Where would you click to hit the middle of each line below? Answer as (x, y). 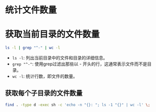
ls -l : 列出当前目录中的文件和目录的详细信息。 (60, 58)
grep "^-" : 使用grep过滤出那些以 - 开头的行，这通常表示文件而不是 (79, 64)
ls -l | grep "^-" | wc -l (33, 48)
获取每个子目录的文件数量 (44, 93)
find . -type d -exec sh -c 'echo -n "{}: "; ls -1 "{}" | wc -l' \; (78, 105)
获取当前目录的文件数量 (52, 34)
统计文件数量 (31, 10)
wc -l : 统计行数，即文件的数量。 (45, 76)
